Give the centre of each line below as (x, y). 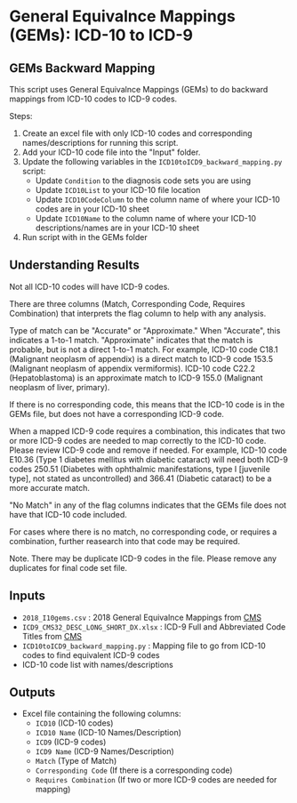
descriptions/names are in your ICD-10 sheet (117, 228)
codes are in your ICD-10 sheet (92, 209)
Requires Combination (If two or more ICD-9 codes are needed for (156, 780)
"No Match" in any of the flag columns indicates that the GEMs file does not (148, 505)
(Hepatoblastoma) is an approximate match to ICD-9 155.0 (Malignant (136, 377)
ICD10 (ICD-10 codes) (74, 723)
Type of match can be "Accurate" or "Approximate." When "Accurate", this (145, 330)
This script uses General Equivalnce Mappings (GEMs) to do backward (139, 89)
